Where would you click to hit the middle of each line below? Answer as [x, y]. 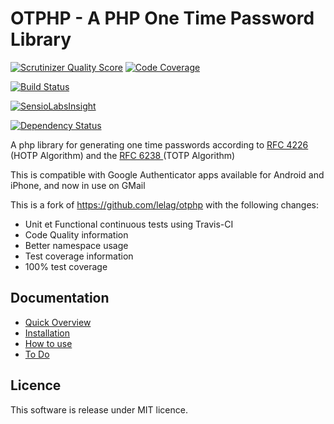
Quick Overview [58, 322]
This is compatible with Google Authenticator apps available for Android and [167, 174]
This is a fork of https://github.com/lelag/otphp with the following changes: [164, 204]
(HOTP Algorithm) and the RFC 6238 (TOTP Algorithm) [123, 155]
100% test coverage [66, 266]
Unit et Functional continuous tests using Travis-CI [129, 224]
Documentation [60, 298]
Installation [47, 333]
